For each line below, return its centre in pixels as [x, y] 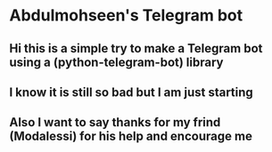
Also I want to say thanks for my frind [115, 122]
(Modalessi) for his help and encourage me [131, 136]
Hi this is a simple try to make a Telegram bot [136, 48]
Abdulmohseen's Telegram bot [126, 16]
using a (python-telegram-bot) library [116, 62]
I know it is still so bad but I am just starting [132, 92]
